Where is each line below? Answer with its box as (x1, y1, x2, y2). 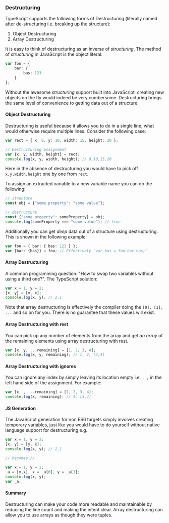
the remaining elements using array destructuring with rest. (5, 338, 129, 344)
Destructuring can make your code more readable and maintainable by (5, 501, 152, 507)
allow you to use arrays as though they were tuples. (5, 512, 112, 518)
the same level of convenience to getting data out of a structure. (5, 100, 139, 106)
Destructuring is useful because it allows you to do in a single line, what (5, 123, 154, 129)
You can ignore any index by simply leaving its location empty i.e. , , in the (5, 374, 162, 381)
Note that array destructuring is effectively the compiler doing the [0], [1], (5, 304, 163, 310)
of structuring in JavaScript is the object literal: (5, 51, 102, 57)
